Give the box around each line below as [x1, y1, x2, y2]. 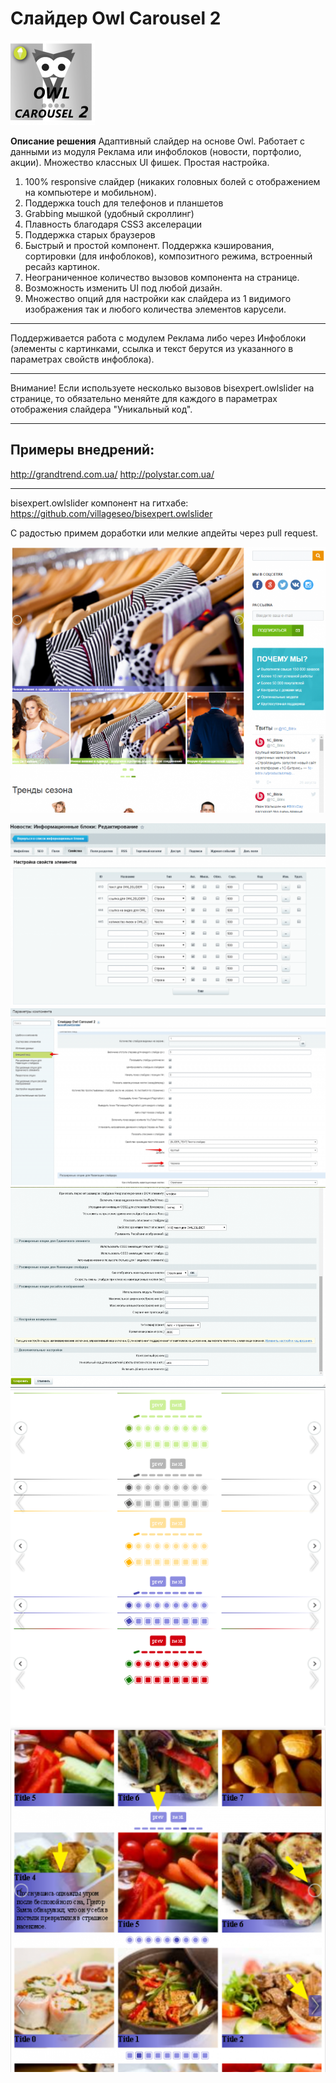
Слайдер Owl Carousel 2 [10, 7, 222, 30]
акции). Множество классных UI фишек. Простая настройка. [10, 156, 270, 168]
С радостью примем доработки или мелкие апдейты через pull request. [10, 527, 319, 539]
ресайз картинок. [24, 260, 100, 272]
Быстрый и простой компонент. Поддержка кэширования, [24, 239, 275, 251]
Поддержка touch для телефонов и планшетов [24, 197, 224, 209]
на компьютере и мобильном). [24, 186, 157, 198]
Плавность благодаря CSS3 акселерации [24, 218, 203, 230]
